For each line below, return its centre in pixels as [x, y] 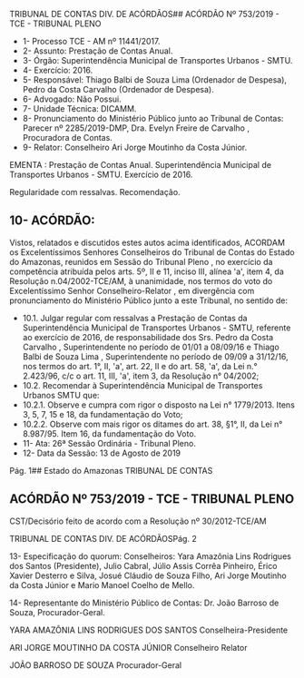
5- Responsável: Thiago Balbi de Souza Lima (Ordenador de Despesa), [155, 80]
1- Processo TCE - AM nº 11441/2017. [91, 41]
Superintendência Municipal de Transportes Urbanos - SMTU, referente [157, 328]
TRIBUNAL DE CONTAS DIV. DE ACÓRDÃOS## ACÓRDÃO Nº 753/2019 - [144, 14]
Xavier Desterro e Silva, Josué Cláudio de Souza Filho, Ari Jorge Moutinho [148, 575]
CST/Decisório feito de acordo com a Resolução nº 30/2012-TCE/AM [138, 521]
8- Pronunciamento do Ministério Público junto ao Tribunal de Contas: [153, 118]
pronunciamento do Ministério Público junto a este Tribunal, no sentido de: [149, 300]
